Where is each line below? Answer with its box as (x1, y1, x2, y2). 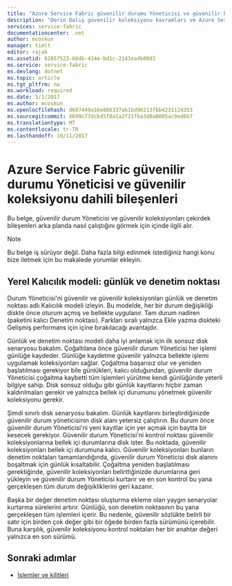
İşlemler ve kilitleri (17, 571, 69, 579)
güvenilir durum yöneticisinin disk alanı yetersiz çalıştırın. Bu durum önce (7, 416, 215, 424)
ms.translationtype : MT (7, 119, 76, 126)
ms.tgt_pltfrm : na (7, 81, 60, 88)
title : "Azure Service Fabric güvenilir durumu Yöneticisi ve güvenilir (7, 10, 221, 17)
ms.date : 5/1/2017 (7, 94, 60, 101)
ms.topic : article (7, 74, 60, 82)
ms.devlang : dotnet (7, 68, 64, 75)
